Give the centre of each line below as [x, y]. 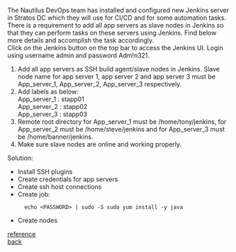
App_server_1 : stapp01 [51, 99]
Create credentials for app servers [68, 179]
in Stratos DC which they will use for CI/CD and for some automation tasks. [117, 18]
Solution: [20, 158]
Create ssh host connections [60, 187]
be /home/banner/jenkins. [55, 137]
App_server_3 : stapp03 [52, 114]
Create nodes [38, 220]
